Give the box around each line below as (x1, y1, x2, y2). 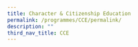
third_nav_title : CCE (7, 29, 70, 37)
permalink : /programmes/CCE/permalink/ (7, 17, 122, 23)
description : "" (7, 23, 54, 30)
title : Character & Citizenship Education (7, 10, 131, 17)
